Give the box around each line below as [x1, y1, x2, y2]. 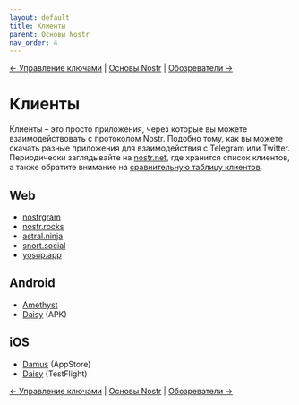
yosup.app [21, 250, 63, 260]
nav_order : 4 [9, 38, 58, 47]
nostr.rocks [21, 221, 64, 231]
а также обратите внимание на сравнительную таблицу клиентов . [9, 162, 263, 173]
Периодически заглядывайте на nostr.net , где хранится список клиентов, [9, 152, 291, 163]
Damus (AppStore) [21, 358, 91, 369]
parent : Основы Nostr [9, 30, 90, 39]
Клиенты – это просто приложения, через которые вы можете [9, 124, 248, 134]
